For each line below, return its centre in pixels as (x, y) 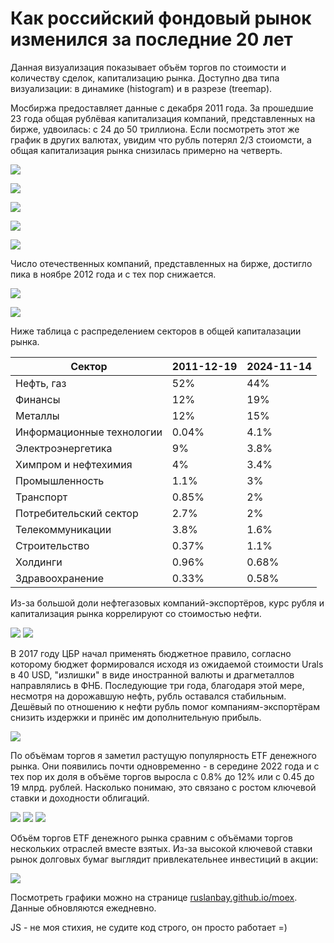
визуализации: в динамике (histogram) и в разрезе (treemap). (141, 88)
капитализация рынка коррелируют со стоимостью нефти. (136, 613)
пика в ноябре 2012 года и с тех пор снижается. (113, 274)
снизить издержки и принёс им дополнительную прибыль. (136, 717)
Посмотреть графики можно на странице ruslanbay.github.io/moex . (154, 897)
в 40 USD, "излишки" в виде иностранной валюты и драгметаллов (152, 674)
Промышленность (60, 480)
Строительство (52, 545)
